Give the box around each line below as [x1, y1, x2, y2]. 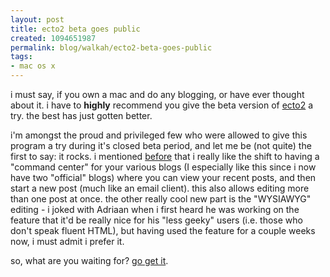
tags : [10, 52, 33, 62]
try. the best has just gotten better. [10, 110, 153, 121]
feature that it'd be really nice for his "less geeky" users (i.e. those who [10, 214, 303, 226]
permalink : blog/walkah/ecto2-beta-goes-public [10, 42, 213, 53]
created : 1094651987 [10, 33, 97, 43]
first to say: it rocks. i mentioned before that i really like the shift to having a [10, 151, 320, 162]
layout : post [10, 14, 65, 25]
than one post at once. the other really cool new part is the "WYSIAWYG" [10, 193, 312, 205]
